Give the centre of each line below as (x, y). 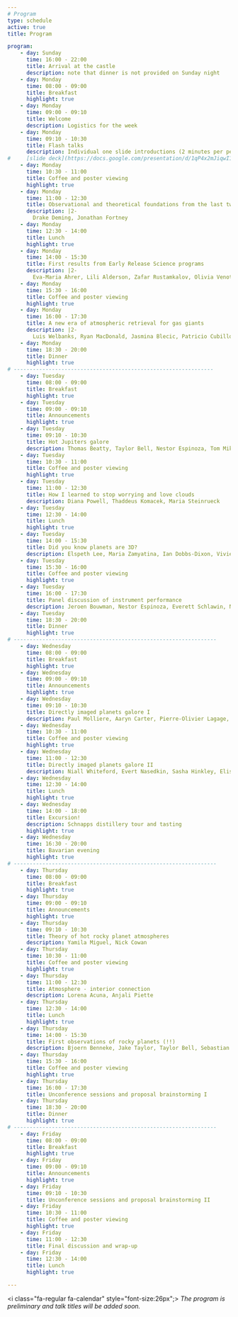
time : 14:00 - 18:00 (56, 811)
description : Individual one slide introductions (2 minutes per (124, 152)
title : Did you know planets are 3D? (82, 547)
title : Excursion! (53, 817)
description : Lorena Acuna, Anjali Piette (90, 996)
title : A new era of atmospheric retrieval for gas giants (115, 323)
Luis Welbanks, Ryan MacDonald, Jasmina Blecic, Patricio (120, 336)
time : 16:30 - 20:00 (56, 844)
